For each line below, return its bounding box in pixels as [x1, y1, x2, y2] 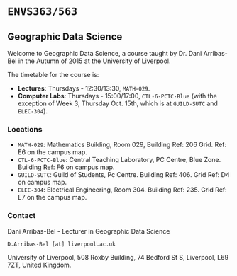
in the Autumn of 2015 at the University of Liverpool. [18, 57, 172, 65]
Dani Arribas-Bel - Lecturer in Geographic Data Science [7, 226, 170, 235]
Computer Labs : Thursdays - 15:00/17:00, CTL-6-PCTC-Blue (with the [17, 92, 218, 100]
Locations [7, 124, 43, 134]
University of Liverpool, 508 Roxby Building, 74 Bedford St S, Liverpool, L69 [7, 253, 229, 261]
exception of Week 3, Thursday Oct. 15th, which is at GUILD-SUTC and [17, 99, 219, 108]
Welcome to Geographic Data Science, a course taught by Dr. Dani [7, 50, 202, 57]
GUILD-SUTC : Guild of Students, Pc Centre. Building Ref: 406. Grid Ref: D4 [17, 171, 230, 179]
